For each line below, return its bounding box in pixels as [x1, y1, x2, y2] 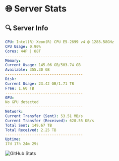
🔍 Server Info [5, 23, 49, 32]
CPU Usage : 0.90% [5, 44, 41, 49]
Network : [5, 109, 23, 114]
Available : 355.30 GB [5, 67, 50, 72]
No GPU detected [5, 100, 39, 105]
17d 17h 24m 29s [5, 142, 39, 147]
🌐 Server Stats [5, 3, 67, 14]
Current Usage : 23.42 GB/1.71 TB [5, 81, 74, 86]
